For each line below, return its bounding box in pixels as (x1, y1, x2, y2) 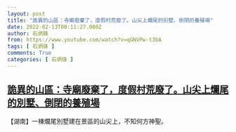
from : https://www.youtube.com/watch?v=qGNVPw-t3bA (7, 37, 162, 44)
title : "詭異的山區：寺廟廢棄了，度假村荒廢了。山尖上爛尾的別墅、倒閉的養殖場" (7, 17, 214, 24)
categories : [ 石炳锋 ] (7, 56, 74, 63)
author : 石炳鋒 (7, 29, 48, 37)
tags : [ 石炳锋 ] (7, 43, 55, 50)
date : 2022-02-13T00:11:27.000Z (7, 23, 102, 30)
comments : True (7, 50, 52, 57)
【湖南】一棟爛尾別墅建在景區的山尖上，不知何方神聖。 (7, 117, 167, 125)
